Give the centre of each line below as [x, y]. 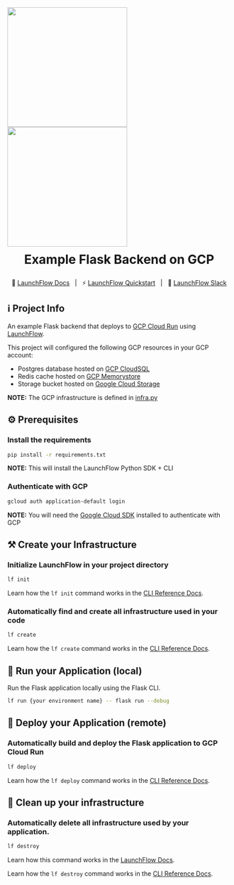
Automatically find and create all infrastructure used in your [113, 611]
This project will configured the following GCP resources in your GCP [108, 347]
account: [20, 355]
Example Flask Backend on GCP [119, 260]
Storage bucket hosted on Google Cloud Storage [89, 384]
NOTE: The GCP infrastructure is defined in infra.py [83, 397]
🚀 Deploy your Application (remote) [87, 723]
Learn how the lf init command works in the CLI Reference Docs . [106, 593]
